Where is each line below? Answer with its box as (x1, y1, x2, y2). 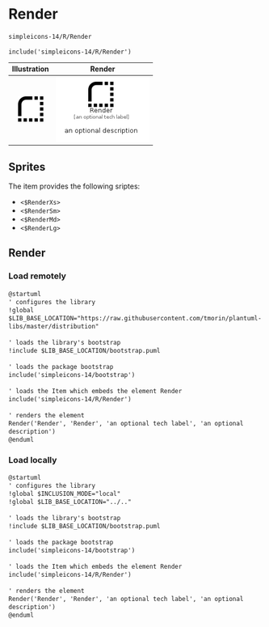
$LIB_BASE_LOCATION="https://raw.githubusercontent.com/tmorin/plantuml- (8, 314, 263, 322)
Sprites (8, 159, 46, 174)
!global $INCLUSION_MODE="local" (8, 489, 121, 498)
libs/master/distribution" (8, 322, 99, 330)
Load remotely (8, 270, 67, 282)
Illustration (11, 64, 50, 74)
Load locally (8, 454, 57, 465)
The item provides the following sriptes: (8, 181, 141, 191)
